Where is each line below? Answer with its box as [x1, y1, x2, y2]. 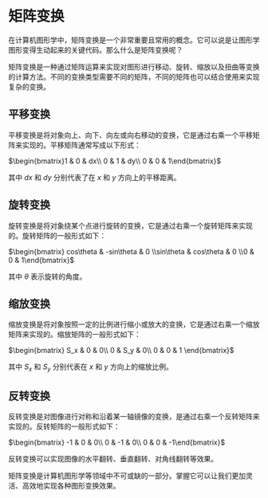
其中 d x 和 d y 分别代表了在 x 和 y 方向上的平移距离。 [8, 172, 181, 182]
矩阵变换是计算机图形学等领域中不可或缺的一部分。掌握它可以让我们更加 [8, 471, 246, 480]
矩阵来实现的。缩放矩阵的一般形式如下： [8, 330, 141, 339]
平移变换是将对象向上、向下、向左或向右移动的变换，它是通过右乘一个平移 [8, 130, 253, 139]
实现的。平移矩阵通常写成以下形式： [22, 140, 141, 150]
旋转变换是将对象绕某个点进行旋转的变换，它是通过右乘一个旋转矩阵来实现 [8, 221, 253, 230]
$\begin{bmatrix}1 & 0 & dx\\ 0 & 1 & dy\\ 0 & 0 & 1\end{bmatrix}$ [8, 156, 222, 166]
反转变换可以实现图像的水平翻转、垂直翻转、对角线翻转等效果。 [8, 453, 218, 463]
